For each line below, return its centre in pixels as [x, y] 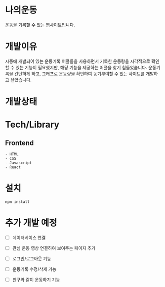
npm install [17, 202]
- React [13, 167]
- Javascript [19, 163]
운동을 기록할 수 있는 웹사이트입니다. [40, 25]
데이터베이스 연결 [29, 238]
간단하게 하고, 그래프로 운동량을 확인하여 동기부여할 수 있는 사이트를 [79, 73]
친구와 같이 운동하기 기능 [36, 280]
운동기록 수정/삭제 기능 [34, 269]
